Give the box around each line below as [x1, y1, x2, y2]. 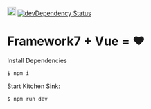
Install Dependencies [7, 56, 67, 65]
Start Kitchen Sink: [7, 82, 60, 90]
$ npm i [7, 69, 30, 76]
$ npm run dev [7, 95, 48, 102]
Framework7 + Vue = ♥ [7, 33, 145, 49]
